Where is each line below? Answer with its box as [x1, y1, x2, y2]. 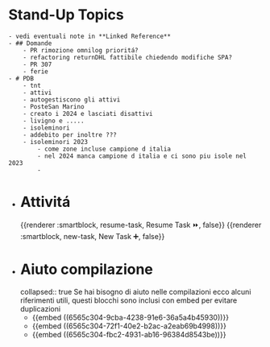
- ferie [23, 67, 48, 76]
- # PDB [8, 74, 35, 82]
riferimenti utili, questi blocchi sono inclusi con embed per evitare [19, 295, 238, 305]
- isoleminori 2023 [23, 138, 89, 146]
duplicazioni [19, 304, 61, 313]
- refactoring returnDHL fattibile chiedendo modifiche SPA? [23, 53, 232, 61]
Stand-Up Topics [8, 6, 125, 24]
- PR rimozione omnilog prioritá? [23, 46, 139, 54]
